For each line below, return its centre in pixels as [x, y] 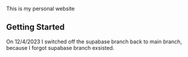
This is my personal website [41, 9]
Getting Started [36, 27]
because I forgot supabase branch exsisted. [60, 47]
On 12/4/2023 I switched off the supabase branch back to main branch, [94, 42]
